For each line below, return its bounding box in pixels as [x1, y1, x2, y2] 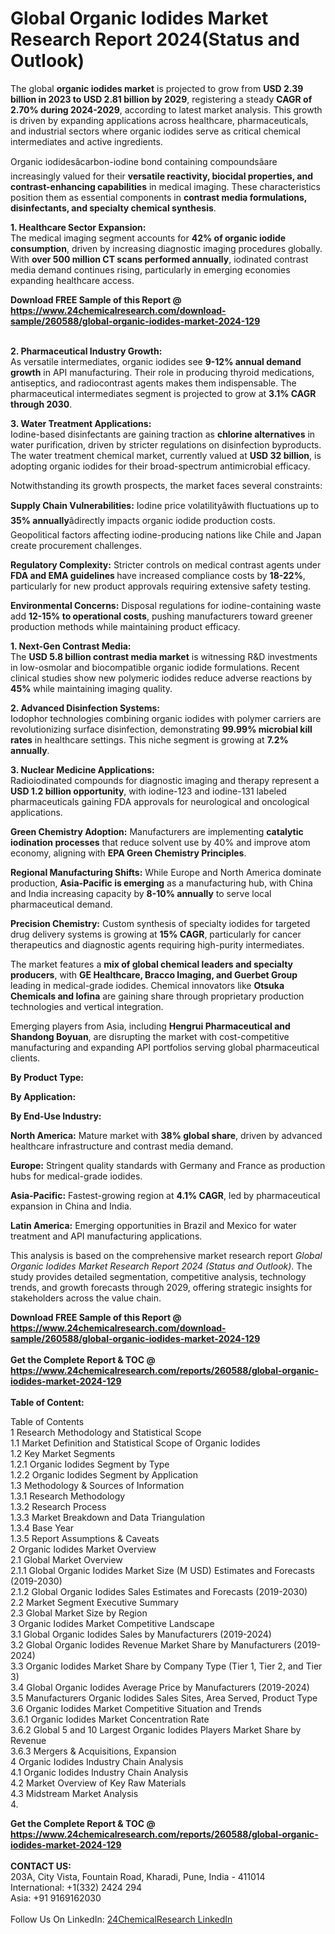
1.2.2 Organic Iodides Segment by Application [10, 1468, 199, 1481]
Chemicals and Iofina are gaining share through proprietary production [10, 990, 305, 1002]
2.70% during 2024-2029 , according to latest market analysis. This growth [10, 103, 323, 116]
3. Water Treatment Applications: [10, 417, 152, 429]
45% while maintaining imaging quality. [10, 682, 173, 694]
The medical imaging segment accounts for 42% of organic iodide [10, 232, 287, 244]
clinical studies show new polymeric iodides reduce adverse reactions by [10, 672, 313, 684]
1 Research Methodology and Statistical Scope [10, 1426, 202, 1438]
